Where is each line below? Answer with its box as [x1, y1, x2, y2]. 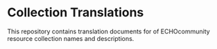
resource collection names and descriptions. [7, 34, 134, 42]
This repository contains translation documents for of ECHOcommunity [7, 27, 210, 35]
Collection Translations [7, 5, 144, 20]
